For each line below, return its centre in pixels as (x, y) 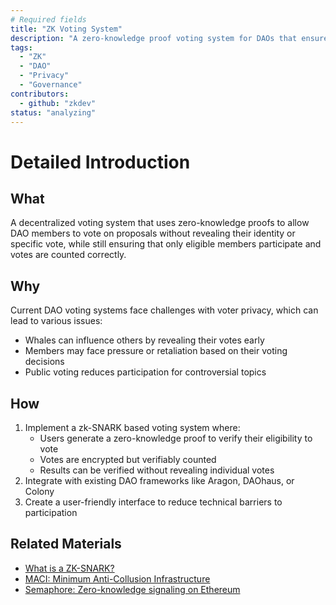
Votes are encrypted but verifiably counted (128, 459)
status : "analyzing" (53, 112)
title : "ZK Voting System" (66, 29)
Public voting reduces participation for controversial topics (145, 372)
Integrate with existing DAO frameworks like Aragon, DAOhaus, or (159, 480)
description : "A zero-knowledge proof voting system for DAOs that (154, 38)
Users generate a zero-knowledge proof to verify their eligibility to (176, 438)
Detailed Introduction (100, 162)
